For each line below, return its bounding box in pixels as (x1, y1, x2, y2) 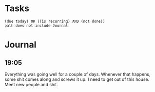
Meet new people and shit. (4, 81, 58, 87)
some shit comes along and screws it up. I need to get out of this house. (4, 76, 150, 82)
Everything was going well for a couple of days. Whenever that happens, (4, 71, 151, 77)
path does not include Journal (4, 23, 68, 28)
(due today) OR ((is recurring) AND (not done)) (4, 19, 105, 24)
